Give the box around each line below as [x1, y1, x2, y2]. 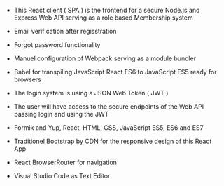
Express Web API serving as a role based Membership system [13, 13, 194, 22]
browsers [13, 75, 42, 84]
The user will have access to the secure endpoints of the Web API [13, 102, 204, 111]
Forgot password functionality [13, 41, 101, 48]
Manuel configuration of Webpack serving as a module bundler [13, 54, 197, 62]
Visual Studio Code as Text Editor [13, 172, 111, 180]
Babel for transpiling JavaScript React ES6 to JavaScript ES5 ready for [13, 68, 217, 76]
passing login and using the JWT [13, 110, 109, 118]
